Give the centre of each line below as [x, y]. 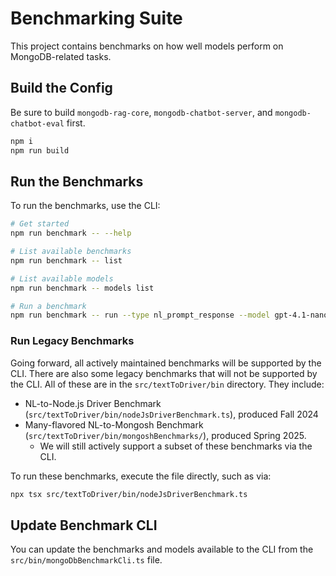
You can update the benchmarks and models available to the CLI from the [162, 549]
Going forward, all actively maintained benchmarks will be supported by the [166, 363]
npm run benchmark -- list [66, 260]
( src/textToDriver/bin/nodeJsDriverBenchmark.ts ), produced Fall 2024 [171, 414]
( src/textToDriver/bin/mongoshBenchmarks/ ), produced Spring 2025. [165, 435]
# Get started [40, 224]
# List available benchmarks [71, 252]
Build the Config [61, 88]
